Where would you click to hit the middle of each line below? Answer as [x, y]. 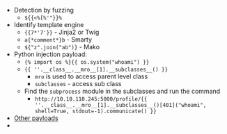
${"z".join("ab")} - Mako [62, 47]
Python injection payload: [50, 54]
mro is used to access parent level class [91, 76]
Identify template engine [49, 25]
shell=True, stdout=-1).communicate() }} [95, 111]
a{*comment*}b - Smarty [58, 40]
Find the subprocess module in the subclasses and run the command [122, 91]
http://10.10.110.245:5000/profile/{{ [91, 99]
